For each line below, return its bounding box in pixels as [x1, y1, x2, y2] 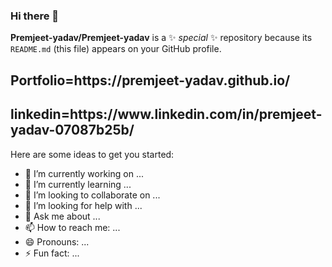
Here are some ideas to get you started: [10, 148, 175, 160]
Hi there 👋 [10, 9, 60, 23]
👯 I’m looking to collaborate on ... [24, 189, 161, 201]
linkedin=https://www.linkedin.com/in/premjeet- [10, 106, 323, 123]
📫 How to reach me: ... [24, 221, 121, 233]
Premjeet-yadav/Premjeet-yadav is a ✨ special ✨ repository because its [10, 32, 313, 44]
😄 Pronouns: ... [24, 235, 90, 248]
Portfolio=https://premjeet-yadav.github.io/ [10, 72, 291, 89]
